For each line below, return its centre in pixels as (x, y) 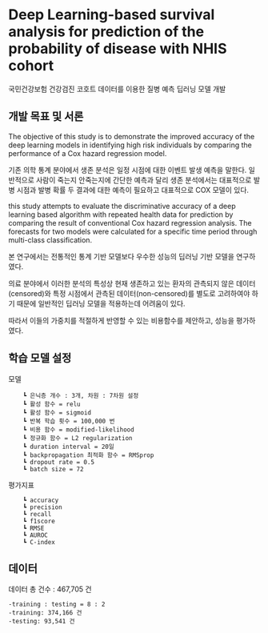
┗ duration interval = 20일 (68, 447)
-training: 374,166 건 (45, 613)
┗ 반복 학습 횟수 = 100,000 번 (69, 421)
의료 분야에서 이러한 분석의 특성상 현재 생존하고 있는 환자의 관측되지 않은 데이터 (132, 283)
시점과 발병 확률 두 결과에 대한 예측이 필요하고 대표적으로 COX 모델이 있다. (133, 190)
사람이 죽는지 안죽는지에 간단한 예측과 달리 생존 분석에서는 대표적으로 (144, 180)
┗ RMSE (34, 528)
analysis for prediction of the (106, 32)
